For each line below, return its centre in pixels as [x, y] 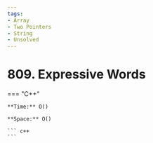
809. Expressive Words [76, 75]
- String [20, 33]
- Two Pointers [29, 27]
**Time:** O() [28, 107]
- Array [19, 20]
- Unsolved [23, 40]
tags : [15, 14]
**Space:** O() [29, 119]
